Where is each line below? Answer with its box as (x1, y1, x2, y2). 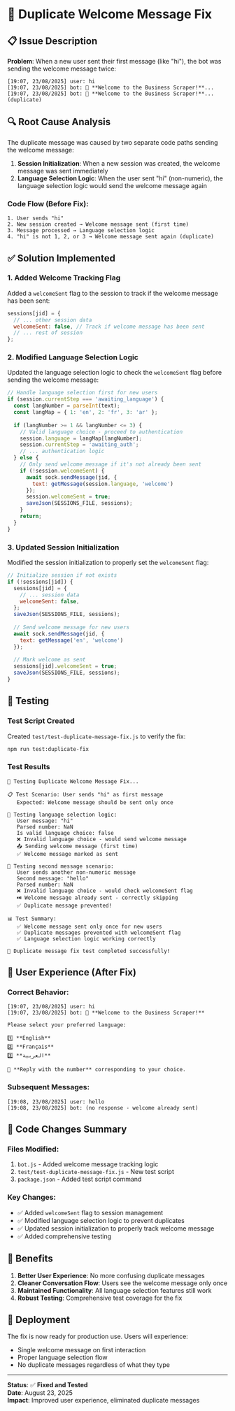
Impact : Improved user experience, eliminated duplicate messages (7, 1396, 200, 1405)
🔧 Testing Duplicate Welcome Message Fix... (7, 778, 139, 785)
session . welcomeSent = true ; (25, 493, 111, 501)
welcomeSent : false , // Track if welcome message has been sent (13, 323, 205, 330)
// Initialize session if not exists (7, 572, 117, 579)
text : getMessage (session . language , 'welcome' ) (32, 480, 173, 487)
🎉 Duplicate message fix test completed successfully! (7, 947, 171, 954)
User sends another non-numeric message (16, 868, 136, 876)
